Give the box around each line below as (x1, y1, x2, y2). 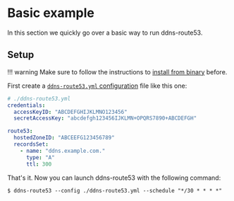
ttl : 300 (25, 161, 52, 168)
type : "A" (25, 154, 55, 161)
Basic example (7, 5, 95, 21)
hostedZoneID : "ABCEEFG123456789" (13, 134, 115, 142)
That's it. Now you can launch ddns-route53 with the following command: (7, 173, 221, 182)
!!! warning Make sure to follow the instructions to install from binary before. (7, 67, 228, 76)
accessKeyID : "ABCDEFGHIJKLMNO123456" (13, 108, 128, 115)
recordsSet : (13, 141, 49, 148)
